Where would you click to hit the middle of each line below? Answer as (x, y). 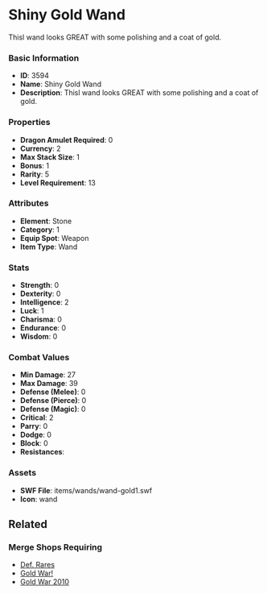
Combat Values (39, 358)
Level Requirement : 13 (58, 182)
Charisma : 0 (41, 319)
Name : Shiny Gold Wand (61, 84)
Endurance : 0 (43, 328)
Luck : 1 (32, 311)
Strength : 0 (39, 285)
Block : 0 (34, 443)
